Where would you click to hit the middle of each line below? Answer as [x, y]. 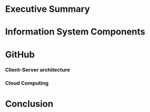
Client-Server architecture [38, 70]
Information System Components [75, 32]
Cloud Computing [27, 83]
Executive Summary [48, 9]
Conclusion [29, 104]
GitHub [20, 54]
